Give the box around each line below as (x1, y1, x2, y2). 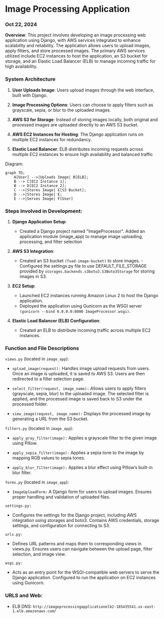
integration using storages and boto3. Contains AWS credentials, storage (12, 518, 160, 524)
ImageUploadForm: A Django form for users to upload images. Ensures (12, 489, 152, 495)
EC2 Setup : (12, 283, 36, 289)
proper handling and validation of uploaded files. (12, 494, 111, 500)
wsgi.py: (5, 561, 23, 566)
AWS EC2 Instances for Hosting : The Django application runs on (12, 131, 143, 137)
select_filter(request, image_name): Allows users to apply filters (12, 385, 146, 392)
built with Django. (12, 92, 48, 98)
